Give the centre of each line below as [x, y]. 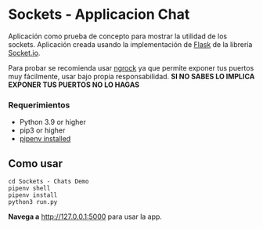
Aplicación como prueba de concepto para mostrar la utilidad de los [118, 36]
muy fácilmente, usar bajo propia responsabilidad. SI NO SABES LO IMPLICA [131, 76]
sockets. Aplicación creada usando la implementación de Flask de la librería [130, 44]
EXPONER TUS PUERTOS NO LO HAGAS [74, 85]
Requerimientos [39, 105]
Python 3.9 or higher [52, 122]
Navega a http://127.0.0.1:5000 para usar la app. [85, 216]
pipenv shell [29, 189]
